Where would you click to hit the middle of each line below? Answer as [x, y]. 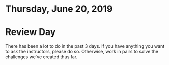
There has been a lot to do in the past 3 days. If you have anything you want [85, 46]
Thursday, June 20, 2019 [59, 9]
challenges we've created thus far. [41, 57]
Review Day [31, 32]
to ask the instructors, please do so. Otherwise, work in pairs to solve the [82, 52]
